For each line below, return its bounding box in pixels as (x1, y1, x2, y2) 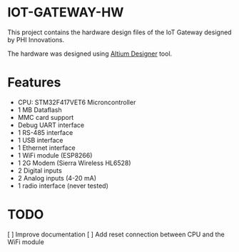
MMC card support (17, 113, 74, 121)
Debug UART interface (17, 121, 84, 129)
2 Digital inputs (17, 166, 62, 175)
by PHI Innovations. (7, 35, 65, 44)
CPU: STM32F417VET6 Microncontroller (17, 98, 136, 106)
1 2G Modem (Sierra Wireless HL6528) (17, 158, 131, 167)
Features (7, 74, 61, 91)
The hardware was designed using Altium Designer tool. (7, 49, 173, 58)
